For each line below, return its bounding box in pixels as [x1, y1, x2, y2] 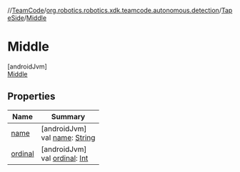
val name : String [41, 132, 96, 142]
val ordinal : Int [41, 153, 89, 163]
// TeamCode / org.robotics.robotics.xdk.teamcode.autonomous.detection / [7, 6, 222, 14]
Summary [51, 111, 86, 121]
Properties [7, 91, 56, 103]
